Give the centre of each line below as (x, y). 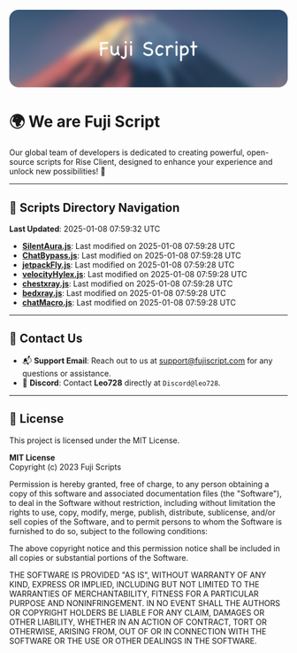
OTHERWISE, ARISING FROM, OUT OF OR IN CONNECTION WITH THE (138, 631)
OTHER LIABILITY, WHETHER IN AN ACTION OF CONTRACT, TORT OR (138, 622)
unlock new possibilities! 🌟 (57, 171)
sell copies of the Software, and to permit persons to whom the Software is (146, 521)
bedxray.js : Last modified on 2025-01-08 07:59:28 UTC (124, 293)
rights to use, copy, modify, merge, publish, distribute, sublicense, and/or (142, 512)
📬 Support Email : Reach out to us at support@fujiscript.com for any (147, 361)
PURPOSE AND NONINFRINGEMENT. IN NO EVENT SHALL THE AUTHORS (145, 602)
